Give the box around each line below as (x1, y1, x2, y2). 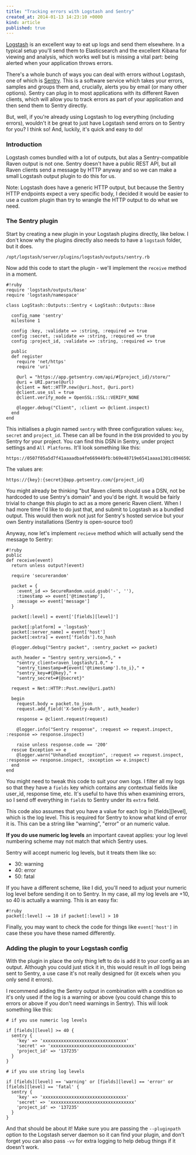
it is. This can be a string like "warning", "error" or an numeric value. (6, 820, 170, 827)
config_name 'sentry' (11, 313, 64, 318)
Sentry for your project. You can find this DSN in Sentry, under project (6, 437, 174, 445)
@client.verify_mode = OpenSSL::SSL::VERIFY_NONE (16, 395, 140, 400)
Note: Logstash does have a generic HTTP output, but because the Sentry (6, 184, 184, 191)
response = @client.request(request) (16, 716, 108, 722)
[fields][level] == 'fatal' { (6, 1084, 80, 1090)
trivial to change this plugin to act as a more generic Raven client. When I (6, 499, 182, 506)
